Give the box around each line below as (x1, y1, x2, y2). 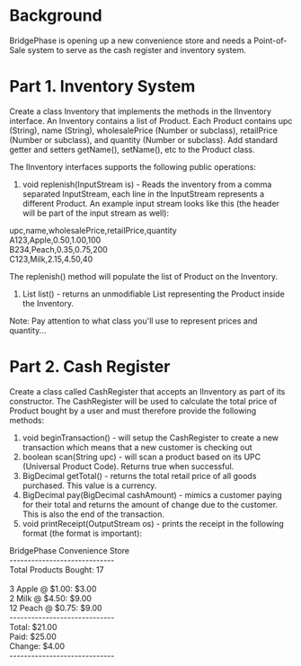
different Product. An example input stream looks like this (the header (22, 198, 280, 209)
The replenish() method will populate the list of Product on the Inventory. (9, 271, 279, 281)
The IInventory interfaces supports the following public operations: (9, 161, 256, 172)
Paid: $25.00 (9, 631, 57, 642)
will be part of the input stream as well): (22, 208, 169, 218)
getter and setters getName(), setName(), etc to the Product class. (9, 144, 255, 155)
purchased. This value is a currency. (22, 480, 157, 491)
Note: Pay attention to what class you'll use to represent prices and (9, 315, 258, 326)
